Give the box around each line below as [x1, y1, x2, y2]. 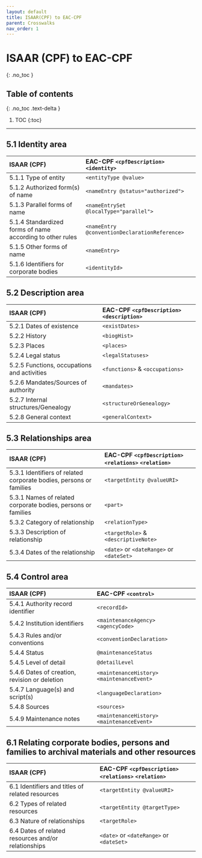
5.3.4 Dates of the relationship [9, 548, 95, 557]
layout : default [6, 8, 47, 15]
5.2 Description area [6, 288, 84, 298]
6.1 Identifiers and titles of [9, 782, 84, 791]
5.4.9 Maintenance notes [9, 715, 80, 723]
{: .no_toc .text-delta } [6, 105, 61, 112]
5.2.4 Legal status [9, 351, 61, 360]
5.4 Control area [6, 572, 69, 582]
